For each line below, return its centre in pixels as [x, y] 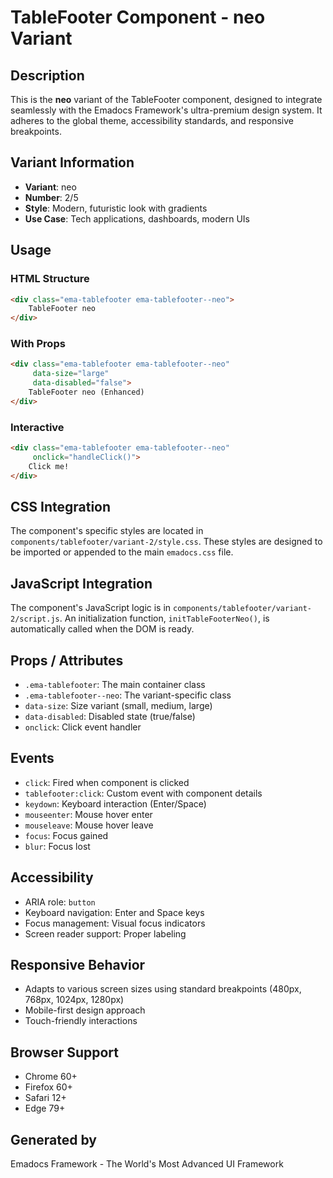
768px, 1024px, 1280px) [74, 1000]
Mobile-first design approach [85, 1010]
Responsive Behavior [78, 965]
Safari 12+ [45, 1098]
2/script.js [35, 619]
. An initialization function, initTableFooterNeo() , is [164, 618]
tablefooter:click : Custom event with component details [143, 793]
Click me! [49, 466]
